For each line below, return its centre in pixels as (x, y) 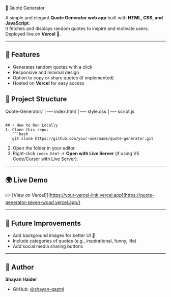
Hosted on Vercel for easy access (48, 83)
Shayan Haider (21, 279)
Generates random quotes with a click (52, 67)
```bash (20, 134)
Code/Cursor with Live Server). (45, 159)
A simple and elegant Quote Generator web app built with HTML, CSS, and (84, 18)
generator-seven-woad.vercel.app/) (43, 202)
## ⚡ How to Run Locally (32, 125)
